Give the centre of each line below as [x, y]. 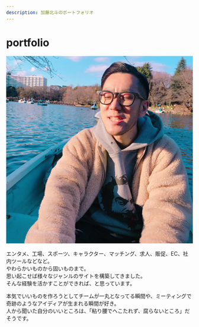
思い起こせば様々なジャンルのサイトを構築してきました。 [76, 276]
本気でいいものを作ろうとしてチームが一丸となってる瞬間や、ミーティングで [99, 296]
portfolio [28, 43]
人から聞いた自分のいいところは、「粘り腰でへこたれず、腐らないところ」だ [98, 311]
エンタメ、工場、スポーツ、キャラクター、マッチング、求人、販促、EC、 [95, 253]
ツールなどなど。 [32, 261]
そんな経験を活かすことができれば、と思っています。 [70, 283]
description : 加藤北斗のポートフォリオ [50, 12]
